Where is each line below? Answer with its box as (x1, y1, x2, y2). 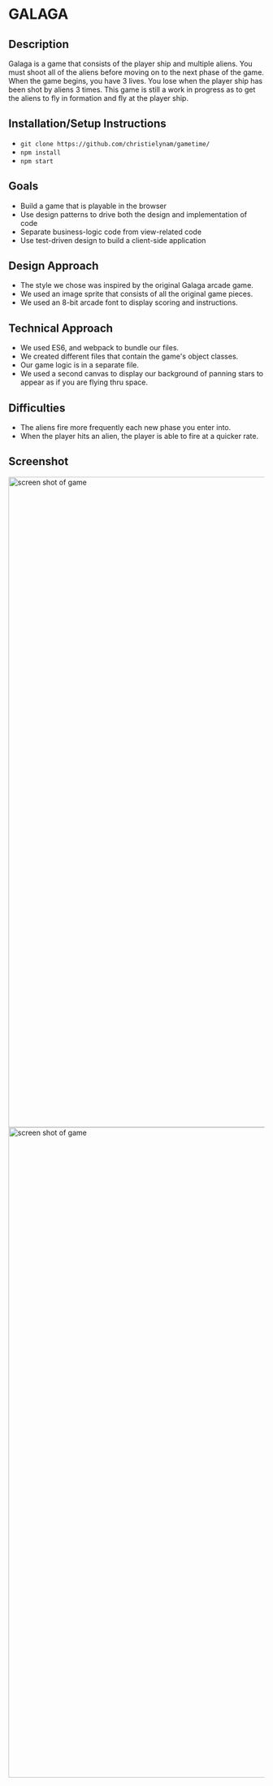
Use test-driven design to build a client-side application (19, 235, 206, 245)
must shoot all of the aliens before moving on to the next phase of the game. (8, 67, 264, 77)
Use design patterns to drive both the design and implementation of (19, 209, 248, 219)
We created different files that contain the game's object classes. (19, 351, 239, 362)
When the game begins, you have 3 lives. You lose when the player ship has (8, 76, 262, 85)
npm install (19, 148, 61, 157)
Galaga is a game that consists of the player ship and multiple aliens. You (8, 59, 253, 68)
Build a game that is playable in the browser (19, 201, 167, 211)
